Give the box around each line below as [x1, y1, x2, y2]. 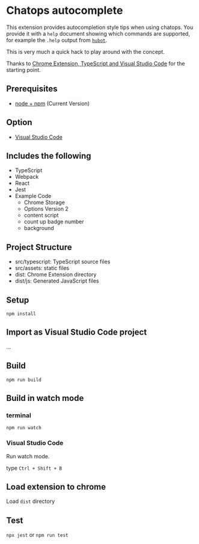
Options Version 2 [23, 205, 69, 213]
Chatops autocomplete [6, 4, 123, 18]
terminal [6, 411, 31, 420]
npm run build [6, 377, 42, 383]
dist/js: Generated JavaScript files [14, 277, 99, 284]
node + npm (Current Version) [14, 100, 90, 107]
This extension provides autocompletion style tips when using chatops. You [6, 24, 194, 31]
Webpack [14, 173, 39, 181]
